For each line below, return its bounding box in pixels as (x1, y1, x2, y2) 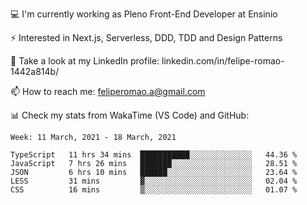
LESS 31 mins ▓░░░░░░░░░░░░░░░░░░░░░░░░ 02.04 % (10, 176, 298, 186)
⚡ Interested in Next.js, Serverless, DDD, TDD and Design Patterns (10, 32, 283, 43)
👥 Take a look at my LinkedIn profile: (10, 55, 160, 67)
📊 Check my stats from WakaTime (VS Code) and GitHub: (10, 109, 250, 121)
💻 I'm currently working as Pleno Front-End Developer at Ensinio (10, 8, 278, 20)
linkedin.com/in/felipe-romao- (161, 55, 285, 67)
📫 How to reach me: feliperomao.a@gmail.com (10, 86, 206, 97)
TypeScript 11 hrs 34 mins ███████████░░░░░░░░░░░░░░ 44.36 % (10, 150, 298, 160)
